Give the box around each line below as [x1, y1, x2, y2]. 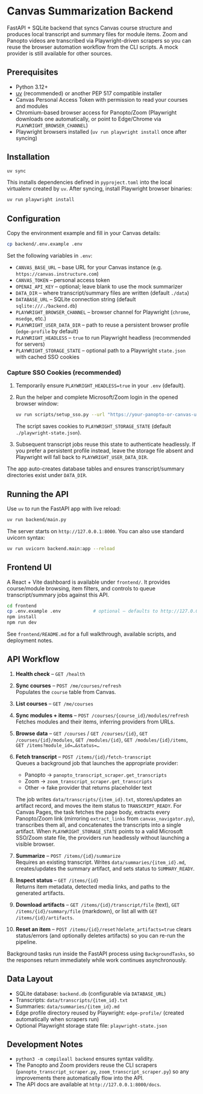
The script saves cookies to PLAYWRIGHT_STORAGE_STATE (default [15, 423, 171, 430]
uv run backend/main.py [7, 516, 67, 522]
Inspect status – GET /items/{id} [15, 877, 99, 884]
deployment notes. [7, 637, 54, 644]
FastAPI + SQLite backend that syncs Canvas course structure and [7, 24, 172, 31]
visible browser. [15, 840, 55, 848]
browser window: [15, 400, 59, 407]
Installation [7, 152, 50, 162]
